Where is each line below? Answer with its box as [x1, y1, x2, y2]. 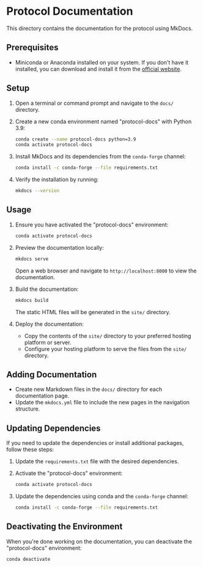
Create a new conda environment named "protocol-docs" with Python [15, 118, 192, 125]
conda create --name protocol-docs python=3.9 [15, 136, 136, 142]
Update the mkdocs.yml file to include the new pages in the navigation [15, 399, 190, 406]
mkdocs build [15, 297, 49, 303]
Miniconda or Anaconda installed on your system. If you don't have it [15, 58, 189, 66]
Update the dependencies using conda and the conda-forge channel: [15, 493, 188, 499]
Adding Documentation [6, 369, 97, 380]
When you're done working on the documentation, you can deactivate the [6, 538, 193, 545]
